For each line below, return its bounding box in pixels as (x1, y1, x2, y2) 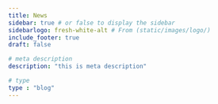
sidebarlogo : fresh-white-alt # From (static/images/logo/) (8, 26, 212, 34)
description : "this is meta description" (8, 62, 147, 71)
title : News (8, 11, 48, 20)
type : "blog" (8, 84, 55, 91)
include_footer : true (8, 33, 80, 42)
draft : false (8, 41, 52, 49)
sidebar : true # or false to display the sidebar (8, 19, 176, 27)
